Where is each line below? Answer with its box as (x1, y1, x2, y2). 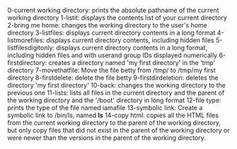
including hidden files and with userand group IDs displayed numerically (7, 51, 218, 59)
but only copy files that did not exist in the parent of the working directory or (7, 126, 230, 134)
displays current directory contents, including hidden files (46, 36, 214, 44)
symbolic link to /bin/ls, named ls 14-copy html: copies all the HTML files (7, 111, 219, 119)
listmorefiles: (7, 36, 45, 44)
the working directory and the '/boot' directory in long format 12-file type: (7, 96, 221, 105)
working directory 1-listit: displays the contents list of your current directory (7, 13, 228, 22)
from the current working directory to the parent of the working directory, (7, 119, 221, 126)
